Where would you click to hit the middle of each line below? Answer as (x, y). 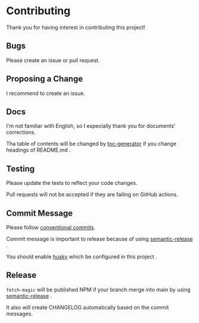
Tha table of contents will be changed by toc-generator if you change (91, 144)
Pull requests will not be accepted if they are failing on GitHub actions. (92, 194)
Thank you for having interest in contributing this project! (76, 27)
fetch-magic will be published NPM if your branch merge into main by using (99, 289)
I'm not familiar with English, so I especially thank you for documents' (91, 126)
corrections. (21, 132)
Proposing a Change (45, 79)
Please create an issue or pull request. (53, 60)
